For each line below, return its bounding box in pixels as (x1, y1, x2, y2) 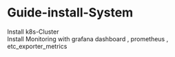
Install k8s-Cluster (7, 27, 59, 36)
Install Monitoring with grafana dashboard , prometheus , (7, 34, 169, 43)
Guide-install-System (7, 5, 134, 21)
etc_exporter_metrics (7, 42, 68, 50)
